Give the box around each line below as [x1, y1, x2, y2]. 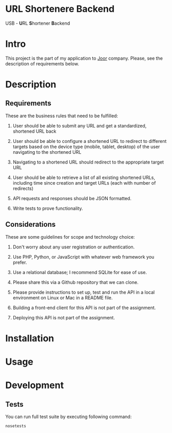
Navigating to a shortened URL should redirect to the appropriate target [12, 159, 164, 165]
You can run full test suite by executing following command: [5, 413, 132, 420]
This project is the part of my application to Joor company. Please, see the [5, 55, 163, 61]
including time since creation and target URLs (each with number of [12, 179, 156, 186]
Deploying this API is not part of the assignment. [12, 314, 116, 320]
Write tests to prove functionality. [12, 205, 83, 211]
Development [5, 380, 64, 391]
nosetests [5, 424, 27, 429]
